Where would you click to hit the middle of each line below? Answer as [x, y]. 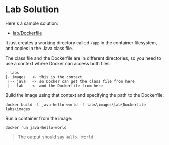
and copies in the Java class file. [39, 48]
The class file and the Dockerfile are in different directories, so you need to [83, 58]
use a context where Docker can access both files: [58, 63]
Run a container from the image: [39, 118]
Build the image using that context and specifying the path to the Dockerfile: [85, 95]
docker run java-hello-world [36, 127]
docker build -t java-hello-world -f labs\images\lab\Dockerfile [75, 105]
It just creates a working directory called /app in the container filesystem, [81, 43]
